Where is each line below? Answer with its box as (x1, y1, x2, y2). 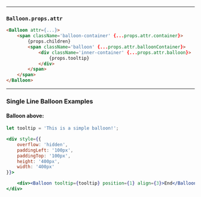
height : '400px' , (17, 158, 60, 165)
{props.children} (28, 38, 71, 45)
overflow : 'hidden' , (17, 141, 68, 147)
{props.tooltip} (48, 55, 90, 61)
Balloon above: (6, 112, 44, 119)
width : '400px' (17, 164, 55, 170)
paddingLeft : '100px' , (17, 147, 74, 153)
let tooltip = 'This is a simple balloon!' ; (6, 125, 119, 132)
